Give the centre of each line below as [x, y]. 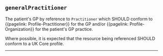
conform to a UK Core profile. [34, 43]
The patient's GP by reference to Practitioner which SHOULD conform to [79, 19]
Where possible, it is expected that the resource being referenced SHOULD [80, 38]
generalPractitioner [36, 8]
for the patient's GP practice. [64, 29]
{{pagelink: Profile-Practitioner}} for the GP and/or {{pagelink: [67, 24]
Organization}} [20, 29]
